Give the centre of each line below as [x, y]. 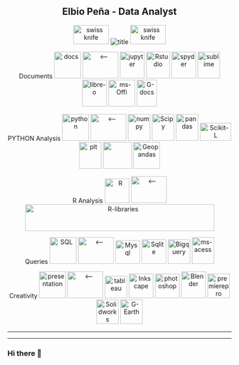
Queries [36, 261]
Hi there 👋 [25, 353]
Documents [36, 76]
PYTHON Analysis [34, 138]
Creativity [23, 295]
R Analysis [87, 200]
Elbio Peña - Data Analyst [119, 12]
